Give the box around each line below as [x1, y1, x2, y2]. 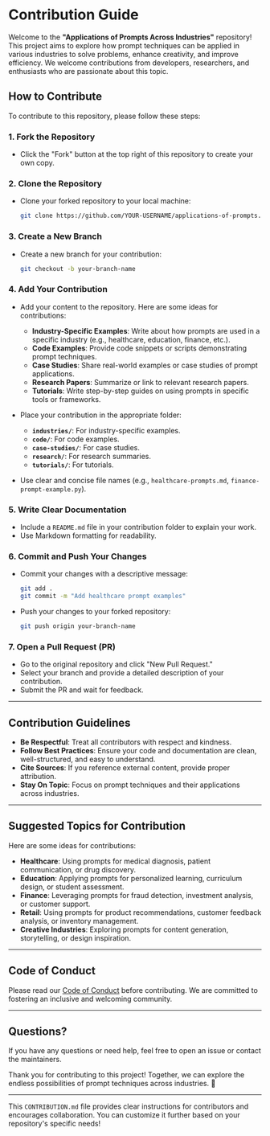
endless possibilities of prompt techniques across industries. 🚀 [8, 1079, 216, 1089]
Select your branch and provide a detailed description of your [19, 668, 224, 678]
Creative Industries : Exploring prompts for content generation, [19, 925, 229, 934]
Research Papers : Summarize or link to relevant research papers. [31, 377, 249, 387]
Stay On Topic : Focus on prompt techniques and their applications [19, 780, 240, 789]
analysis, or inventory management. [19, 916, 139, 925]
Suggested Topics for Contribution [8, 819, 186, 833]
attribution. [19, 772, 57, 781]
